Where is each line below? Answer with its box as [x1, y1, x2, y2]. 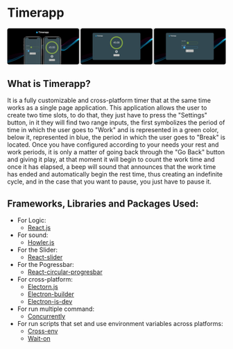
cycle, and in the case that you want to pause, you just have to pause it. [7, 177, 212, 186]
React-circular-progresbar [27, 268, 103, 276]
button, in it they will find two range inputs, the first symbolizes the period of [7, 118, 225, 127]
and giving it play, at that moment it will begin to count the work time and [7, 155, 215, 164]
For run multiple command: [17, 305, 95, 314]
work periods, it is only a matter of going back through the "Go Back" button [7, 148, 225, 156]
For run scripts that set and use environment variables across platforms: [17, 320, 223, 328]
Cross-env [27, 327, 58, 335]
